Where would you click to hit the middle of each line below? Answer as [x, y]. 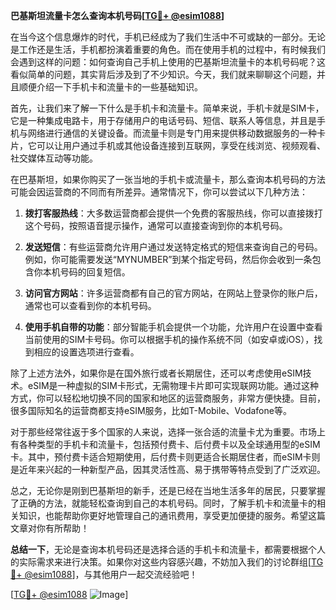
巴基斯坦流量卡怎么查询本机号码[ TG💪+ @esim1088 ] [117, 15]
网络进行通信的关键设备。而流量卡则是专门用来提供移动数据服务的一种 [172, 133]
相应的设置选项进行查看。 [86, 352]
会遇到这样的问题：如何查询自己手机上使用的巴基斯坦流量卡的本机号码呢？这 [168, 62]
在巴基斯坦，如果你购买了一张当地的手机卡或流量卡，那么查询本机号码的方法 [168, 179]
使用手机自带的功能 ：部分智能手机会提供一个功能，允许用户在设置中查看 [173, 327]
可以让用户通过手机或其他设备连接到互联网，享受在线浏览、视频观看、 [181, 145]
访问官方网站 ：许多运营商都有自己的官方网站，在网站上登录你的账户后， [173, 293]
